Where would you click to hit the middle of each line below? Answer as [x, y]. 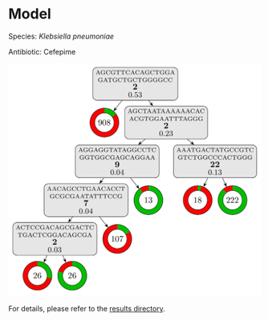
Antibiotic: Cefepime [42, 51]
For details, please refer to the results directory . [87, 309]
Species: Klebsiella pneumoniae [61, 36]
